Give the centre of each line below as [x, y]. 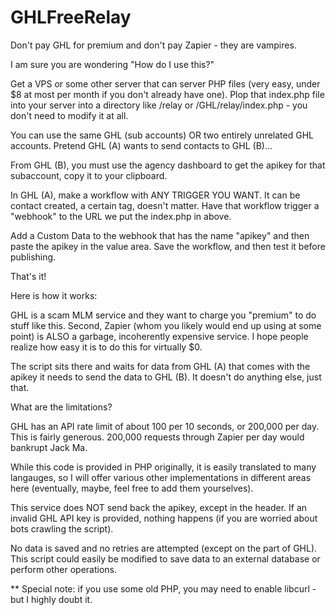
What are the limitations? [61, 407]
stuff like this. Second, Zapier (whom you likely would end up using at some [166, 325]
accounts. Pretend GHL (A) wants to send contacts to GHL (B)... [141, 145]
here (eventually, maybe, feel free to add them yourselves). [132, 488]
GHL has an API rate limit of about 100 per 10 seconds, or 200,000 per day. [165, 426]
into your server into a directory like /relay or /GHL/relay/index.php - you [159, 105]
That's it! [28, 276]
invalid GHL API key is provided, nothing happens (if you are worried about [164, 518]
